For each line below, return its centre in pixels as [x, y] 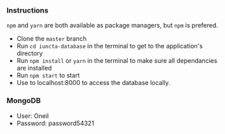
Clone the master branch [52, 39]
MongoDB [24, 101]
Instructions [28, 10]
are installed [34, 68]
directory [30, 53]
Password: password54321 [55, 123]
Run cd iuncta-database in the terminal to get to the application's [109, 46]
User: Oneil [33, 115]
